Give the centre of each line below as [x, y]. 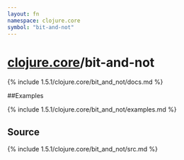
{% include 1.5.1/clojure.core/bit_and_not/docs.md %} [85, 82]
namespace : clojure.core [44, 21]
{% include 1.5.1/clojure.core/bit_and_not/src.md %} [82, 149]
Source [24, 132]
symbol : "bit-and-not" [41, 27]
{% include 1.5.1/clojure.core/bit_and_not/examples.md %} [92, 110]
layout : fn [23, 14]
